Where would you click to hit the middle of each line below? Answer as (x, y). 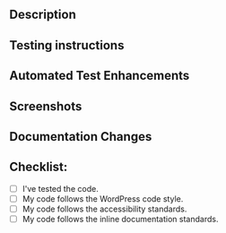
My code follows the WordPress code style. (103, 198)
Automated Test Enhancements (100, 76)
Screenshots (46, 106)
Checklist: (39, 167)
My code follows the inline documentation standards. (120, 219)
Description (43, 15)
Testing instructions (67, 45)
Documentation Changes (81, 137)
